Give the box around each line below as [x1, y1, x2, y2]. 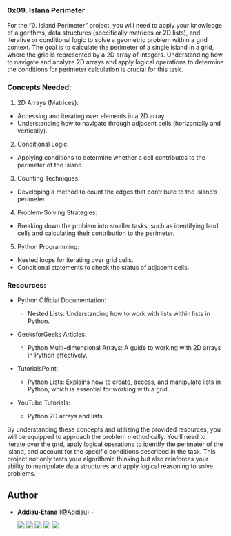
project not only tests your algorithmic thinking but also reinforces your [7, 454, 209, 463]
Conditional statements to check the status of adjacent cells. [17, 263, 190, 271]
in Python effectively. [27, 351, 88, 359]
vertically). [17, 127, 48, 135]
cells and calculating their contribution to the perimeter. [17, 229, 175, 237]
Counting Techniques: [17, 174, 81, 182]
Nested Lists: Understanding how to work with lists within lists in [27, 309, 210, 317]
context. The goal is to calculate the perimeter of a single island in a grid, [7, 44, 214, 52]
